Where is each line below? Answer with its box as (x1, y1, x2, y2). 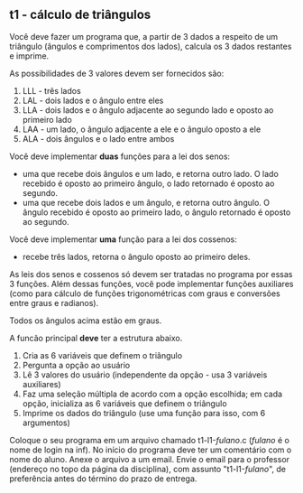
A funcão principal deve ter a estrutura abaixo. (9, 332, 183, 343)
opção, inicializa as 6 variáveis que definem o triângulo (22, 397, 227, 409)
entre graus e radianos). (9, 297, 99, 308)
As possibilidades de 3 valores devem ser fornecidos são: (9, 68, 225, 79)
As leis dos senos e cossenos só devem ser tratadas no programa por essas (9, 268, 293, 279)
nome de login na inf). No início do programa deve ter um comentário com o (9, 444, 292, 455)
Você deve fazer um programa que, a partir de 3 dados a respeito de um (9, 31, 279, 42)
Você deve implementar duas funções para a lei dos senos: (9, 151, 231, 162)
